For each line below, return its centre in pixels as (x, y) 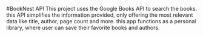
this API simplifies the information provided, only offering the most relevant (100, 15)
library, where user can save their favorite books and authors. (83, 27)
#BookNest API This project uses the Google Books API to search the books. (102, 9)
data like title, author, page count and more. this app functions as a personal (101, 21)
